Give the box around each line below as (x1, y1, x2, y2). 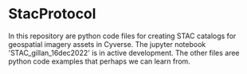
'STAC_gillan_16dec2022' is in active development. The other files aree (8, 48, 241, 57)
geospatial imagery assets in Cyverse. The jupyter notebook (8, 39, 206, 49)
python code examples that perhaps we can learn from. (8, 56, 191, 66)
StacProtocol (8, 5, 96, 23)
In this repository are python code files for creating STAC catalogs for (8, 31, 237, 41)
